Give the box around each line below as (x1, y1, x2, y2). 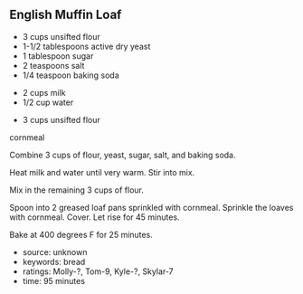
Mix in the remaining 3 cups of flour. (9, 185, 145, 195)
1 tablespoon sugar (22, 50, 94, 62)
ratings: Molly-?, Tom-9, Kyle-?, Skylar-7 (22, 266, 174, 277)
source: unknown (22, 246, 88, 257)
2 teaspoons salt (22, 60, 85, 71)
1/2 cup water (22, 97, 74, 108)
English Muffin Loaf (9, 7, 122, 23)
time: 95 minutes (22, 275, 86, 286)
